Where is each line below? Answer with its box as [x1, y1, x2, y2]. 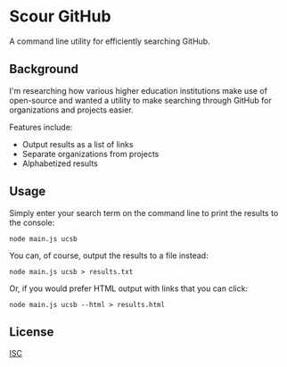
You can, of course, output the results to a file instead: [9, 250, 209, 261]
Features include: [9, 121, 73, 132]
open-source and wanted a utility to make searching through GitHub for [9, 95, 272, 105]
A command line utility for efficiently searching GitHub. [9, 36, 211, 46]
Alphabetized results [21, 158, 98, 169]
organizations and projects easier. [9, 104, 134, 115]
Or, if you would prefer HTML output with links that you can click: [9, 283, 248, 294]
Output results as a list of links [21, 138, 134, 149]
